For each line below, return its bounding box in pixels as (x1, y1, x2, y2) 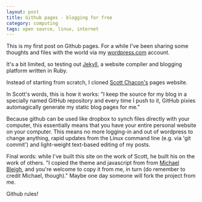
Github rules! (6, 190, 38, 198)
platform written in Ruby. (6, 67, 68, 75)
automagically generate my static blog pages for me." (6, 104, 140, 111)
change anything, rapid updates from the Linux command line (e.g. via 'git (6, 135, 191, 142)
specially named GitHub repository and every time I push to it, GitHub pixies (6, 97, 196, 104)
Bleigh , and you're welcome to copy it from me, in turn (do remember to (6, 166, 186, 173)
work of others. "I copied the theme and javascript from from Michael (6, 159, 180, 167)
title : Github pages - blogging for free (6, 15, 113, 21)
